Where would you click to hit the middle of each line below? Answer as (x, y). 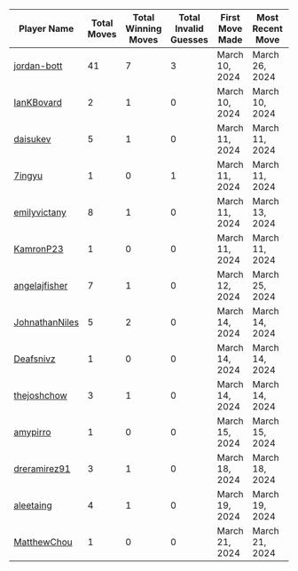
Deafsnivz (35, 359)
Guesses (189, 40)
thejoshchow (41, 396)
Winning (144, 28)
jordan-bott (38, 66)
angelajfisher (41, 285)
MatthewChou (43, 542)
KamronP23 (39, 249)
